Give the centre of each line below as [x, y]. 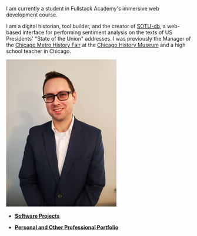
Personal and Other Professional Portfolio [66, 227]
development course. [32, 15]
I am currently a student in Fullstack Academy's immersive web [83, 9]
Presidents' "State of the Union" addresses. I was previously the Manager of [98, 39]
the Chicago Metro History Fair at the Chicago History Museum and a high [96, 45]
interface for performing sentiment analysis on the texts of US [97, 32]
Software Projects [37, 216]
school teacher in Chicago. [39, 51]
